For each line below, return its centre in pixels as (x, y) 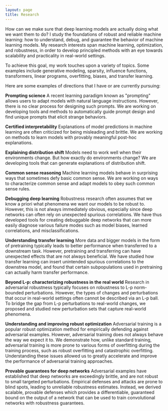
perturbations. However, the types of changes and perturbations (92, 292)
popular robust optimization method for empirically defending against (77, 329)
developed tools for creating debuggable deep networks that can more (78, 220)
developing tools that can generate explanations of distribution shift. (76, 163)
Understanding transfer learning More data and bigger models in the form (83, 240)
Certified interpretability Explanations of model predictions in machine (79, 127)
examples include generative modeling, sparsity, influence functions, (76, 70)
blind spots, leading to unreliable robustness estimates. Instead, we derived (83, 387)
